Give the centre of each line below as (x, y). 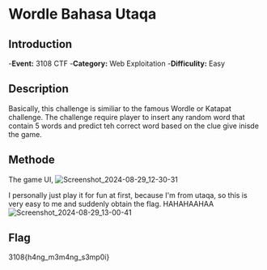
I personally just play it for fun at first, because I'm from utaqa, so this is (128, 195)
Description (38, 89)
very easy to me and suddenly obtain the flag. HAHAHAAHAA (111, 204)
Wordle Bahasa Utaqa (83, 14)
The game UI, (31, 179)
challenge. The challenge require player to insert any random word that (127, 117)
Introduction (40, 44)
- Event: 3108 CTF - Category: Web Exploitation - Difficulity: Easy (117, 63)
